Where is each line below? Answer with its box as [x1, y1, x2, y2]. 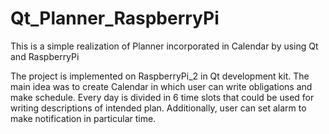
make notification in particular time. [10, 112, 157, 124]
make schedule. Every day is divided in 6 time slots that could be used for [10, 91, 315, 103]
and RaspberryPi [10, 50, 80, 62]
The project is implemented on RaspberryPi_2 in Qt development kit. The [10, 70, 310, 82]
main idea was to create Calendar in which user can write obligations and [10, 80, 313, 92]
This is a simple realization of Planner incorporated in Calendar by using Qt [10, 40, 319, 52]
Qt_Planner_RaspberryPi [10, 7, 220, 30]
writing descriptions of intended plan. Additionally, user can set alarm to [10, 102, 307, 114]
